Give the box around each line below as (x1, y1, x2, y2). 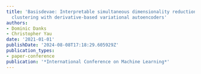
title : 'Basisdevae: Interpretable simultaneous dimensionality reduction (6, 8, 197, 15)
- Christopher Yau (6, 31, 52, 37)
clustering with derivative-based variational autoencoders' (11, 14, 167, 20)
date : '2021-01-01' (6, 36, 55, 42)
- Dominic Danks (6, 25, 47, 32)
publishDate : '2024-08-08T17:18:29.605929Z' (6, 42, 119, 48)
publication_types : (6, 48, 55, 54)
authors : (6, 20, 28, 26)
